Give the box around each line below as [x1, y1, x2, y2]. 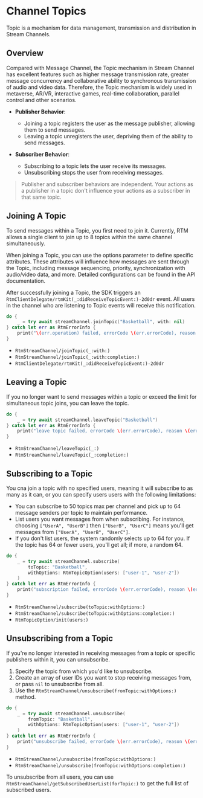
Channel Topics [6, 4, 86, 18]
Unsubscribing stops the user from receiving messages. [24, 169, 164, 176]
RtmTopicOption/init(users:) [14, 617, 89, 623]
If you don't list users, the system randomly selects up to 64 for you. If [14, 535, 190, 542]
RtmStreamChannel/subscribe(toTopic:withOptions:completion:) [14, 610, 175, 617]
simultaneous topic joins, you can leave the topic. [6, 399, 129, 407]
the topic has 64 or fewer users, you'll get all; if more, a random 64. [14, 541, 183, 548]
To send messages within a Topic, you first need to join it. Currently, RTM [6, 227, 188, 234]
